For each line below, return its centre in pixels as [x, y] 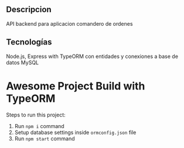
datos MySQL [23, 62]
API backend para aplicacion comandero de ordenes [69, 23]
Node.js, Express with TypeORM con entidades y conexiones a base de [92, 56]
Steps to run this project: [36, 115]
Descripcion [29, 10]
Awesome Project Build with [76, 86]
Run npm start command [45, 138]
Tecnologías [29, 42]
